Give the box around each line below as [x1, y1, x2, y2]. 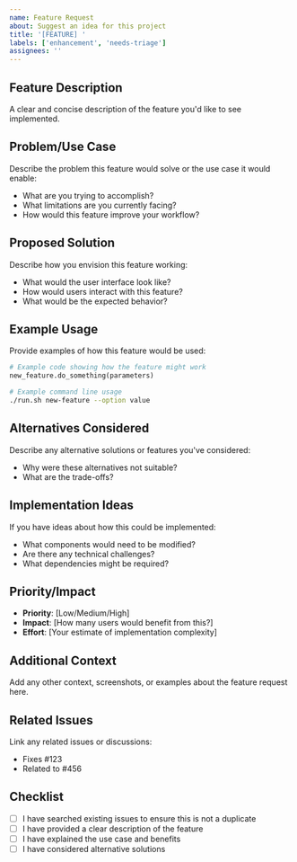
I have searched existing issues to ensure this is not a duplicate [22, 813, 257, 823]
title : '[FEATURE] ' [9, 30, 87, 39]
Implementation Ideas [9, 498, 135, 513]
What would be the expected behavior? [22, 296, 168, 307]
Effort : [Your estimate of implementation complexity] [22, 627, 218, 638]
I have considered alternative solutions [22, 843, 166, 854]
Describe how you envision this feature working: [9, 259, 188, 270]
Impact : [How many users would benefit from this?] [22, 618, 214, 628]
